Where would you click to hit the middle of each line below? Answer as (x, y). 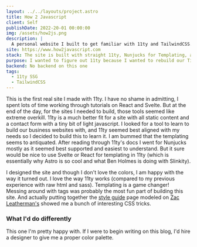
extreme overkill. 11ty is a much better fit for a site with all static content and (98, 117)
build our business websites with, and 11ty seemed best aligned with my (93, 130)
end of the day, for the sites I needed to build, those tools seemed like (90, 111)
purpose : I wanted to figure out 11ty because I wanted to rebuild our (95, 60)
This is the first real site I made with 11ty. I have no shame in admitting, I (92, 99)
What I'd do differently (39, 218)
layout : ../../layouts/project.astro (52, 11)
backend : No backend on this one (47, 66)
